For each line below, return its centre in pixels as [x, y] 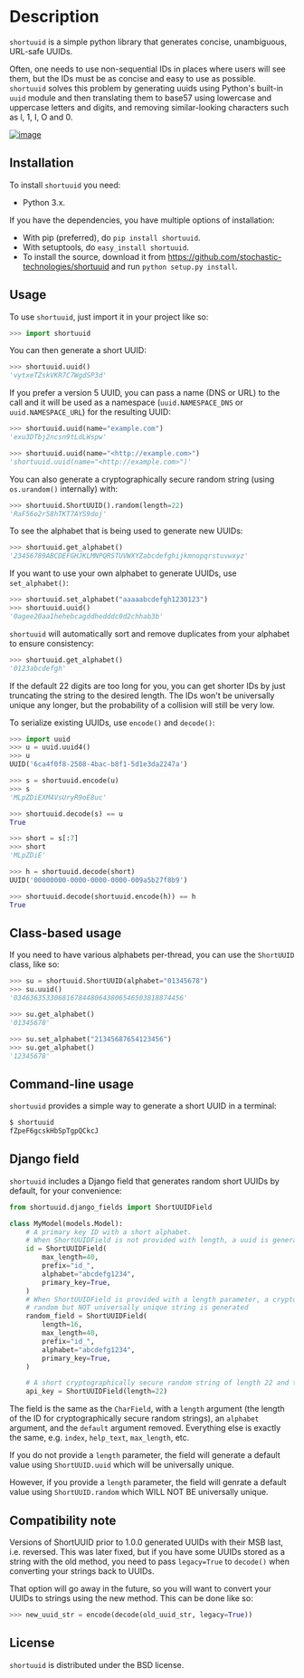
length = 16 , [62, 1325]
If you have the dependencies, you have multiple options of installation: [142, 220]
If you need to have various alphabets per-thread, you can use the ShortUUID [152, 955]
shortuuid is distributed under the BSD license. [97, 1664]
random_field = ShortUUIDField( [86, 1316]
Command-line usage [71, 1084]
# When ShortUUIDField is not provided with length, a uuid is [147, 1241]
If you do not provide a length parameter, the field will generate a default [145, 1455]
